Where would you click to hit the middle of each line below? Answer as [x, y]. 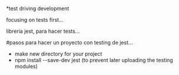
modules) [26, 66]
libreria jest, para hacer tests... [43, 31]
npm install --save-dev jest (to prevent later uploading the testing [94, 60]
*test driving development [38, 8]
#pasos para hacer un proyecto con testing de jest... [70, 42]
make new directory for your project [58, 54]
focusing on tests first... [35, 20]
